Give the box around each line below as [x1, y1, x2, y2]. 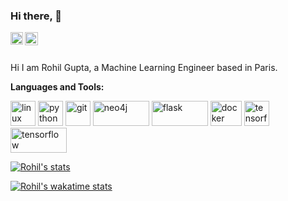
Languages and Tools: [10, 81, 105, 93]
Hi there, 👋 [10, 9, 63, 23]
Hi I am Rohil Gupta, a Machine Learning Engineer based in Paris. [10, 62, 278, 74]
